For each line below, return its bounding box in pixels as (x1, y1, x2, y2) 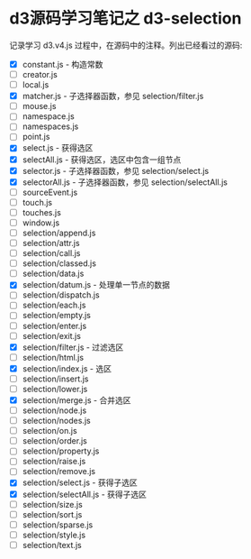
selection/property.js (22, 445, 100, 456)
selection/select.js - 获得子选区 (22, 477, 138, 488)
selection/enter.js (22, 320, 87, 331)
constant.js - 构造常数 (22, 59, 103, 69)
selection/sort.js (22, 509, 83, 519)
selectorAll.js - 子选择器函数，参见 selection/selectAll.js (22, 177, 228, 188)
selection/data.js (22, 268, 85, 279)
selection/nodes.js (22, 416, 92, 426)
